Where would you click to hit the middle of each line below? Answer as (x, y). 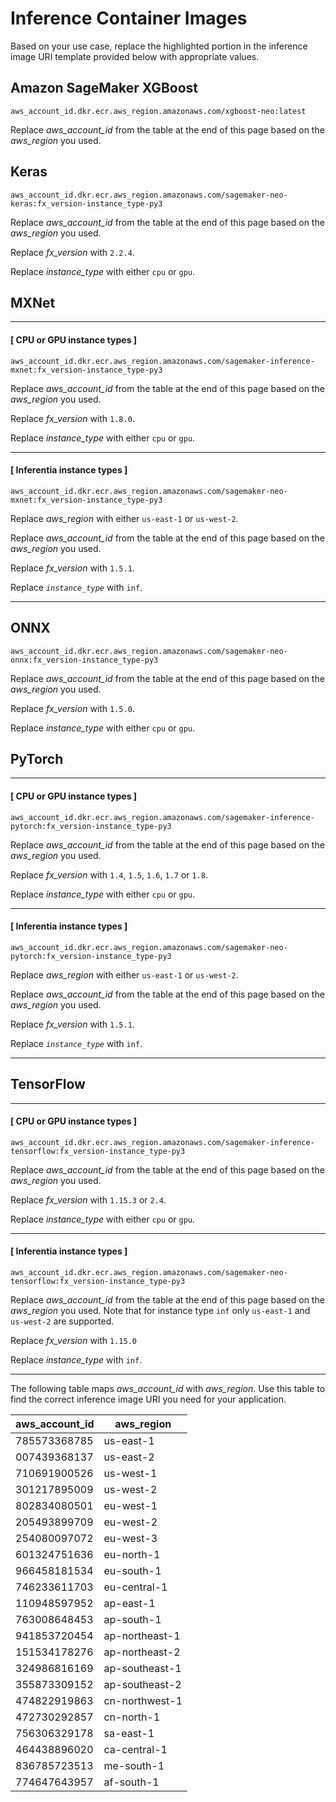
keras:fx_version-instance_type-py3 (86, 203)
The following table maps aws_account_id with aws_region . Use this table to (168, 1389)
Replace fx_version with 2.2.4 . (72, 252)
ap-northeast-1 (142, 1636)
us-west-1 (130, 1474)
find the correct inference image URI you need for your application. (148, 1399)
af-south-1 (131, 1782)
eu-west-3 (130, 1539)
